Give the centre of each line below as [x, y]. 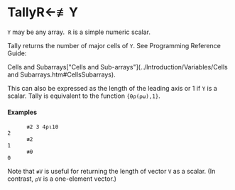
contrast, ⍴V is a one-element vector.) [62, 179]
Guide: [17, 53]
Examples [22, 112]
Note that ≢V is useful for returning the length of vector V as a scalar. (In [111, 172]
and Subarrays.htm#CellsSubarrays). [61, 74]
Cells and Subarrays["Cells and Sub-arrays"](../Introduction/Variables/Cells [118, 67]
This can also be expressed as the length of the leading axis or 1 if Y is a [113, 88]
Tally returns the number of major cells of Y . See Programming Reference [114, 45]
